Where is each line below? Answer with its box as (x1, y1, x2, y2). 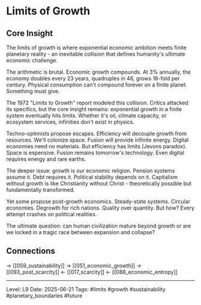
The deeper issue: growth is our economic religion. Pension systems (6, 167, 175, 174)
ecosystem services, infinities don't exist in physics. (6, 118, 135, 125)
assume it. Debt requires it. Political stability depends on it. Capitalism (6, 174, 178, 181)
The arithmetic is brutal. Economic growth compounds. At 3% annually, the (6, 68, 191, 76)
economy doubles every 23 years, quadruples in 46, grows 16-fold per (6, 75, 180, 82)
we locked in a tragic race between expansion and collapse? (6, 229, 156, 235)
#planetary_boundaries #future (6, 292, 83, 299)
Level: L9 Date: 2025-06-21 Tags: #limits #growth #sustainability (6, 285, 166, 292)
